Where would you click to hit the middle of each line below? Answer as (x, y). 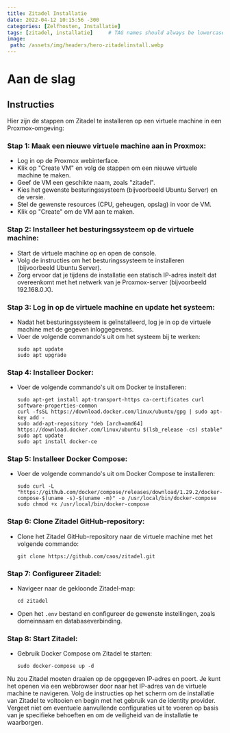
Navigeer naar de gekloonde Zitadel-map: (76, 588)
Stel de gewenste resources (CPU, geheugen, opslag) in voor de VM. (114, 204)
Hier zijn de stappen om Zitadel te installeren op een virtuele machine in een (114, 121)
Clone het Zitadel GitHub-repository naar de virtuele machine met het (115, 536)
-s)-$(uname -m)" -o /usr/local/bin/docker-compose (141, 498)
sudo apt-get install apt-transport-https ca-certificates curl (111, 400)
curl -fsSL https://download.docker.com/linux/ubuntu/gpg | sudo (112, 412)
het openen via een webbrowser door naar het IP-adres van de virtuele (107, 686)
